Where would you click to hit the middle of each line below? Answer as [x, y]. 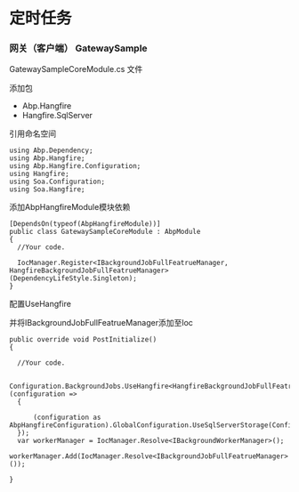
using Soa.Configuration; [57, 182]
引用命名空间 [32, 133]
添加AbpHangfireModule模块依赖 [70, 207]
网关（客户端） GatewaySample [79, 48]
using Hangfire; [39, 174]
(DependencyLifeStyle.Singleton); [73, 278]
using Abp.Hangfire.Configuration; [75, 166]
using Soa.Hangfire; [48, 190]
